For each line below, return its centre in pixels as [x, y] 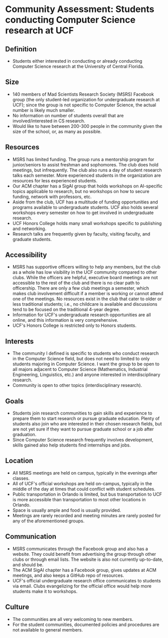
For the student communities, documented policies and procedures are [86, 624]
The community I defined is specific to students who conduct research [86, 353]
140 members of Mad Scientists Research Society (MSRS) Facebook [83, 94]
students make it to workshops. [45, 591]
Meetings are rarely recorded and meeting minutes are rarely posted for [87, 515]
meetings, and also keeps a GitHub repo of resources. [68, 575]
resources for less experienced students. [55, 180]
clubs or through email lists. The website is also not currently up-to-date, [88, 559]
